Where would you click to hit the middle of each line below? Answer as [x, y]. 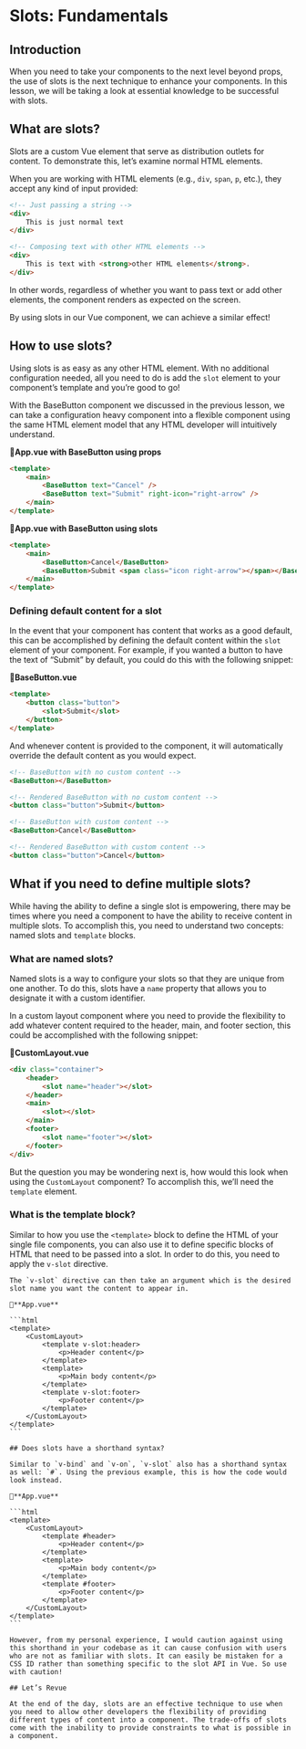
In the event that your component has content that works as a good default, [151, 631]
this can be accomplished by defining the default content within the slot [145, 641]
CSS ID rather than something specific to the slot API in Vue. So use [148, 1664]
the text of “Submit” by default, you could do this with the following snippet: [152, 660]
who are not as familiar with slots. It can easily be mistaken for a [146, 1656]
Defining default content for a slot [86, 611]
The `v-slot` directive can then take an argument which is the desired [150, 1280]
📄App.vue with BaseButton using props [86, 452]
